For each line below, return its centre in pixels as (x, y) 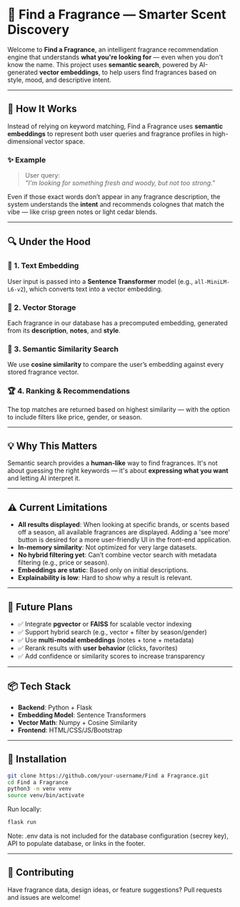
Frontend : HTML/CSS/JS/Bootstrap (70, 730)
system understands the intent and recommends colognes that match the (116, 204)
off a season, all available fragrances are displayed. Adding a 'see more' (124, 532)
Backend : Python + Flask (55, 707)
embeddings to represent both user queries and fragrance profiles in (109, 133)
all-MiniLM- (212, 282)
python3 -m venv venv (40, 789)
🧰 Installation (37, 759)
